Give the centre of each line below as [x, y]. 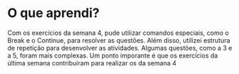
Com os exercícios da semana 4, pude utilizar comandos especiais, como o [118, 33]
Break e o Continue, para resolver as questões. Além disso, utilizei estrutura [119, 40]
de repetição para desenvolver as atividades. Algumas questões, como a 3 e [120, 48]
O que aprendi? [54, 13]
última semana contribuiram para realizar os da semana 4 [92, 63]
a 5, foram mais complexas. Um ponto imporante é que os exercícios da [113, 55]
